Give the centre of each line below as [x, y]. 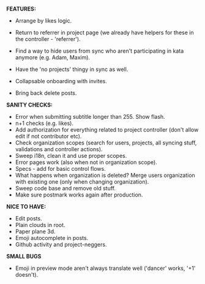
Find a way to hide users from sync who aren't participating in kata [99, 51]
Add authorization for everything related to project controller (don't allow [107, 130]
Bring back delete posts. [46, 93]
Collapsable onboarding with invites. [61, 81]
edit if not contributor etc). [48, 136]
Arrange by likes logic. [43, 21]
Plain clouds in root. [40, 225]
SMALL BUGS [24, 256]
